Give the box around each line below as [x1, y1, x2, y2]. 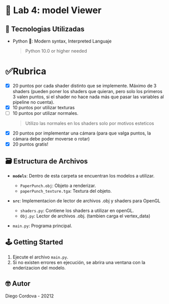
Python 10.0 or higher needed [25, 48, 88, 54]
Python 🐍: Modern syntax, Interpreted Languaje [12, 38, 112, 44]
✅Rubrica [5, 66, 47, 77]
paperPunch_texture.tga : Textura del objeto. [20, 188, 112, 194]
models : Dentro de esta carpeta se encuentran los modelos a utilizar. [12, 173, 155, 179]
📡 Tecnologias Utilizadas [5, 25, 85, 33]
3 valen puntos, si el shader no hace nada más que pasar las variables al [12, 94, 164, 100]
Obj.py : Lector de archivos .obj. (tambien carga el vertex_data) [20, 213, 151, 219]
